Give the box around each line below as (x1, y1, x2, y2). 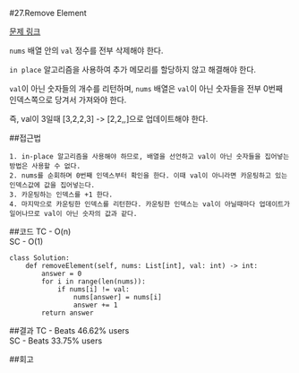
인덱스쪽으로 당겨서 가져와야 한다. (9, 94, 127, 105)
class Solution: (9, 254, 70, 263)
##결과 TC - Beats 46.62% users (9, 325, 130, 335)
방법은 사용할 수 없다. (9, 161, 81, 170)
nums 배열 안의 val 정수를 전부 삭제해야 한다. (9, 45, 164, 56)
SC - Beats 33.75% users (9, 335, 103, 346)
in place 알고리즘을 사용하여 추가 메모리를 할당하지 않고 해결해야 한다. (9, 65, 257, 74)
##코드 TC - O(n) (9, 226, 72, 237)
